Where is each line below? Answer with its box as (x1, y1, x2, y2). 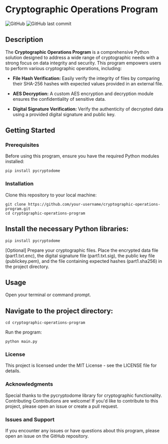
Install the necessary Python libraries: (5, 225, 129, 233)
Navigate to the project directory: (5, 306, 114, 315)
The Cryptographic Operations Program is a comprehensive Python (5, 49, 149, 55)
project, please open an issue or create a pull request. (5, 403, 119, 409)
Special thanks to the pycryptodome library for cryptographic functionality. (5, 392, 162, 398)
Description (5, 35, 43, 44)
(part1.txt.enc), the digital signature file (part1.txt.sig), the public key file (5, 252, 155, 259)
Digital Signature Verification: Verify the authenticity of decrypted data (12, 106, 164, 112)
